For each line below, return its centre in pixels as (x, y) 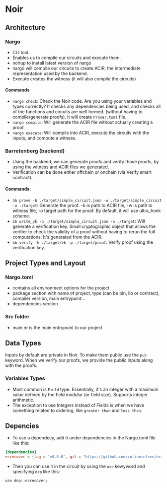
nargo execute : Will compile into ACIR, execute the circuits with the (81, 133)
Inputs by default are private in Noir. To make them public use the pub (76, 355)
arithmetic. (23, 400)
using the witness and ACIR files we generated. (61, 167)
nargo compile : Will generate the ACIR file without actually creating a (83, 122)
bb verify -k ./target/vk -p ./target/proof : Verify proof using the (83, 242)
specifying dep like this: (36, 472)
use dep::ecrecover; (27, 481)
